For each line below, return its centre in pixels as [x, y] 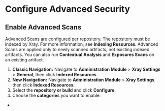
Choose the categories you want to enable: [56, 95]
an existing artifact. [25, 60]
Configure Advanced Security [68, 9]
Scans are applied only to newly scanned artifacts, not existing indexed [77, 49]
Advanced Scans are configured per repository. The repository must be [78, 39]
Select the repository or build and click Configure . [64, 90]
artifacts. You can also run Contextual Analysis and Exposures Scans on [80, 55]
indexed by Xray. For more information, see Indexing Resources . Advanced [82, 44]
